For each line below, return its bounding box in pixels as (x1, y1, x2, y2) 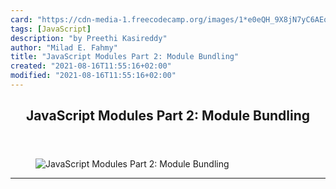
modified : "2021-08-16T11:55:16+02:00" (10, 71, 177, 81)
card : (10, 14, 33, 25)
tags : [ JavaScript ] (10, 24, 92, 34)
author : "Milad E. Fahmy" (10, 42, 118, 53)
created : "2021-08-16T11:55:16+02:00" (10, 61, 172, 71)
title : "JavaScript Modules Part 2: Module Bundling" (10, 52, 240, 62)
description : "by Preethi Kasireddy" (10, 33, 168, 43)
